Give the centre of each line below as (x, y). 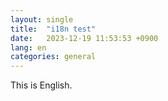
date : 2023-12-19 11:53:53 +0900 (84, 38)
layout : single (42, 19)
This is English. (41, 85)
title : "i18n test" (53, 29)
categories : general (53, 57)
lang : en (28, 47)
